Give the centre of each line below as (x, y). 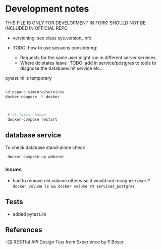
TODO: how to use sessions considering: (55, 47)
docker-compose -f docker (32, 97)
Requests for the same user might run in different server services (88, 57)
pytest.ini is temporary (29, 78)
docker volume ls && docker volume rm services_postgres (74, 186)
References (24, 230)
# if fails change (27, 115)
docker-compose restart (32, 119)
